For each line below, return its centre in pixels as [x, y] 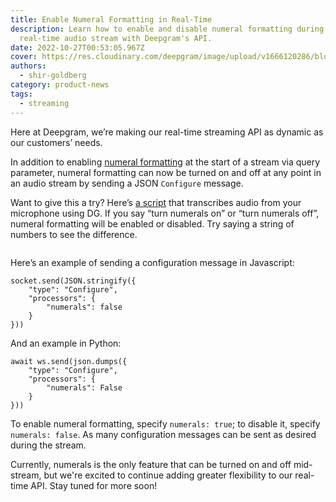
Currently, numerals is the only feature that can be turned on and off [151, 464]
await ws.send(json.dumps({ [69, 361]
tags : [21, 94]
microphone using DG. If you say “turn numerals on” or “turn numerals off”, [165, 213]
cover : [24, 57]
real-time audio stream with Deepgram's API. [116, 38]
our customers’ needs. [56, 142]
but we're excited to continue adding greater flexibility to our [168, 475]
